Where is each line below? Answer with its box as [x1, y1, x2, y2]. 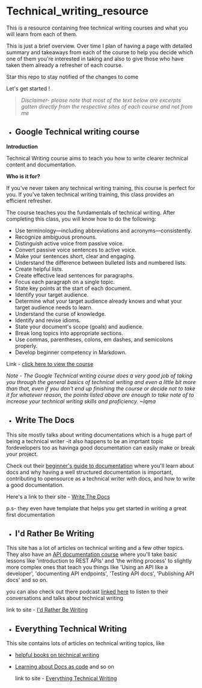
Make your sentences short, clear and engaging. [14, 252, 135, 260]
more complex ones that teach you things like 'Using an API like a [6, 564, 168, 571]
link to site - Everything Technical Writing [14, 675, 117, 682]
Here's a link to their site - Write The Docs [6, 493, 110, 500]
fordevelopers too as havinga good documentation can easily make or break [6, 444, 195, 451]
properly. [14, 342, 38, 349]
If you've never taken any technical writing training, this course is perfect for [6, 184, 195, 191]
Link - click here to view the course [6, 360, 94, 367]
